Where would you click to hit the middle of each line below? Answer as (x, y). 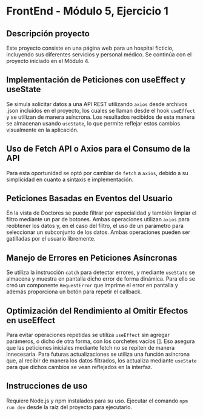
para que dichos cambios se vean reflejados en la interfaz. (79, 367)
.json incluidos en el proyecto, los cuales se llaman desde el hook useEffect (101, 110)
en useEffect (31, 320)
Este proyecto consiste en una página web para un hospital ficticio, (90, 48)
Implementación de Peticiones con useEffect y (96, 80)
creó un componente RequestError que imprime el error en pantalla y (92, 285)
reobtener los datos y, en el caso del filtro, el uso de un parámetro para (95, 226)
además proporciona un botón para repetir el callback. (74, 292)
